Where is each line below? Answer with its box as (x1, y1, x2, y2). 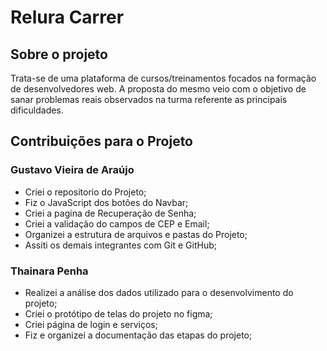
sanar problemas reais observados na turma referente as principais (10, 94, 288, 105)
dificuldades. (10, 104, 64, 116)
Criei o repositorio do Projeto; (24, 186, 147, 198)
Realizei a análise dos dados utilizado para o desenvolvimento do (24, 286, 294, 298)
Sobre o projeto (10, 46, 108, 63)
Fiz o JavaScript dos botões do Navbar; (24, 196, 189, 208)
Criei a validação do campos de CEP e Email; (24, 217, 210, 230)
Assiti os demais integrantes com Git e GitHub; (24, 239, 217, 251)
